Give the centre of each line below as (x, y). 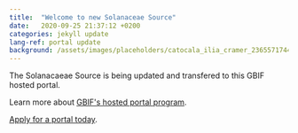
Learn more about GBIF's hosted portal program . (98, 102)
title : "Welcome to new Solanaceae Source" (93, 17)
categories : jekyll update (59, 34)
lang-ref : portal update (55, 42)
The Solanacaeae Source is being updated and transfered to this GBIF (137, 75)
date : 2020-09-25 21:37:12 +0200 (75, 26)
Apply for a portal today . (53, 120)
